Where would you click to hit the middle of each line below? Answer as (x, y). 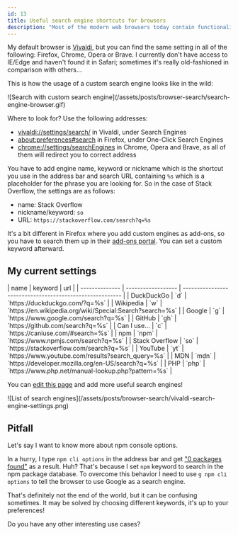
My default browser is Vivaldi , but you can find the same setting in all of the (118, 47)
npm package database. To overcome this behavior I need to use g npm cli (117, 474)
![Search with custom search (49, 97)
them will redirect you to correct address (77, 155)
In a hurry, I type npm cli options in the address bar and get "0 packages (114, 459)
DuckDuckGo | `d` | (159, 295)
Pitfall (20, 428)
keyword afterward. (36, 249)
